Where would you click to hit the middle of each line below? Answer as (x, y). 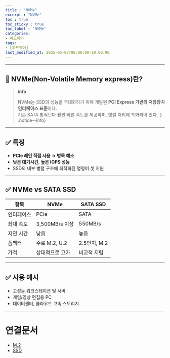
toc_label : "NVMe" (26, 29)
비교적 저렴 (91, 252)
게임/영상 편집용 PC (32, 297)
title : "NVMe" (21, 10)
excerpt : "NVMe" (24, 15)
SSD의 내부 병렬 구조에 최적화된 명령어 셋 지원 (58, 169)
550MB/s (90, 223)
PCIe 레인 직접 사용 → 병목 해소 (43, 156)
